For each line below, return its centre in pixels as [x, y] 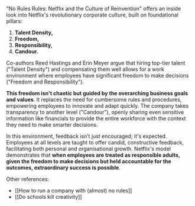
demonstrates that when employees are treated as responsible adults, [93, 155]
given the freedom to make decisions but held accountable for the [89, 161]
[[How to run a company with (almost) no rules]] [73, 191]
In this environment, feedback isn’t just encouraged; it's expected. [87, 136]
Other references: [28, 179]
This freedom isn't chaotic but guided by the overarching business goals [97, 93]
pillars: [14, 21]
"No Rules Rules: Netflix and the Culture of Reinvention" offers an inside [94, 9]
